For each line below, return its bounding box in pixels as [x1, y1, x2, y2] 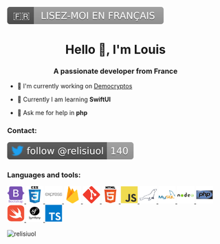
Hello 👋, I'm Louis [65, 42, 166, 58]
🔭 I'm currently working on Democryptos [16, 82, 133, 90]
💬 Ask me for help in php [16, 109, 88, 117]
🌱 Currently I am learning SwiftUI [16, 95, 111, 103]
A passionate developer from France [53, 66, 178, 76]
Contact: [7, 126, 37, 136]
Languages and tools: [7, 170, 81, 179]
